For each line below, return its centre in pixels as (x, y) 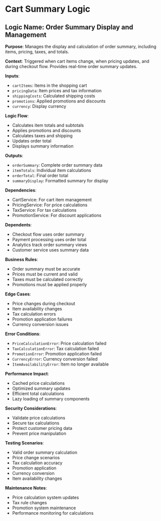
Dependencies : (21, 190)
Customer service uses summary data (50, 250)
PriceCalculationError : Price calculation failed (59, 343)
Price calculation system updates (45, 497)
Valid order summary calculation (45, 452)
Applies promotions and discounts (47, 130)
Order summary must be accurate (46, 269)
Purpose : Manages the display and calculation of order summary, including (81, 47)
